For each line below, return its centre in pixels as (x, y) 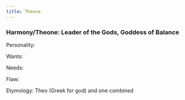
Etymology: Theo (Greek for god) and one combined (70, 90)
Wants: (15, 56)
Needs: (15, 68)
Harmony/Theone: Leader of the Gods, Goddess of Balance (93, 32)
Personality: (21, 45)
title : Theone (24, 11)
